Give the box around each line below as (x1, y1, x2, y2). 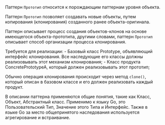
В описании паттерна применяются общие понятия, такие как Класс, (5, 94, 151, 99)
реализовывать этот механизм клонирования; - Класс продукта (5, 59, 140, 64)
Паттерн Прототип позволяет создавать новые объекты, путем (5, 14, 136, 19)
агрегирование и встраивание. (5, 115, 70, 120)
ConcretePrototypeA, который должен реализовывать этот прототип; (5, 64, 150, 70)
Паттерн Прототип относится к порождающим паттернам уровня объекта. (5, 4, 161, 10)
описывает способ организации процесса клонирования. (5, 39, 127, 45)
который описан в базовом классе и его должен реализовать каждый (5, 79, 153, 85)
